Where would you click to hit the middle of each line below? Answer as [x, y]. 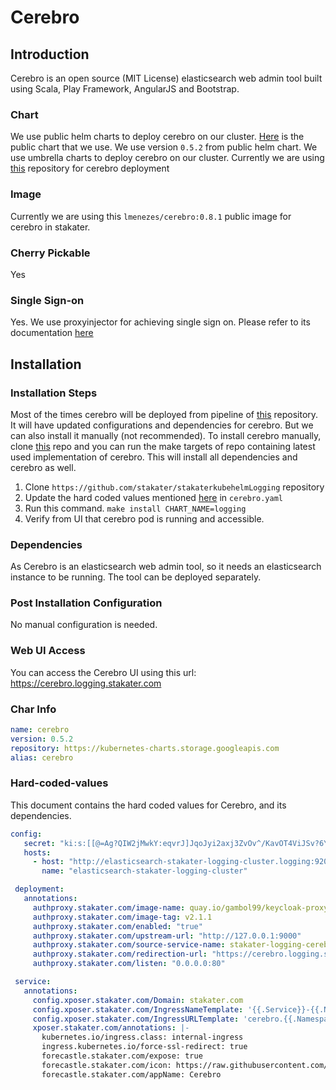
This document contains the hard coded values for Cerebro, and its [148, 805]
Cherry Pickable [50, 253]
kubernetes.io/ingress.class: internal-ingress [142, 1037]
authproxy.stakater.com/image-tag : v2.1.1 [122, 917]
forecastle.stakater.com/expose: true [122, 1056]
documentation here [52, 333]
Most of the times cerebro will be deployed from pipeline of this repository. [164, 414]
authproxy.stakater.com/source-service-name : [129, 945]
